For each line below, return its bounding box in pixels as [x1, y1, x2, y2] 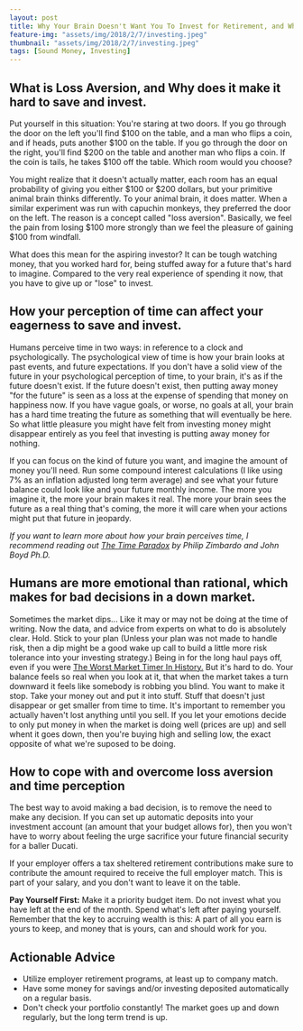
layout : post [9, 13, 59, 23]
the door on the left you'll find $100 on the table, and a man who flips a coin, [9, 127, 293, 138]
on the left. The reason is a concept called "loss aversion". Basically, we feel [9, 212, 293, 223]
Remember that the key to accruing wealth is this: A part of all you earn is [9, 914, 282, 925]
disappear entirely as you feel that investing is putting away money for [9, 428, 271, 438]
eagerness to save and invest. [9, 318, 182, 334]
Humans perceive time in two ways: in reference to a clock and [9, 342, 243, 353]
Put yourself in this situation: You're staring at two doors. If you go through [9, 118, 287, 129]
